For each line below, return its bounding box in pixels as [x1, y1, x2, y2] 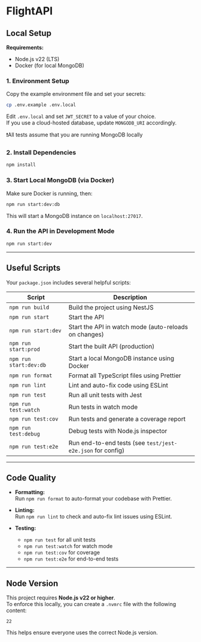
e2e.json [68, 447, 94, 454]
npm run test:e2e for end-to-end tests [23, 555, 118, 562]
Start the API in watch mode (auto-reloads [68, 322, 188, 331]
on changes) [68, 330, 104, 338]
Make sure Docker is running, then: [6, 190, 93, 197]
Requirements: [6, 44, 44, 51]
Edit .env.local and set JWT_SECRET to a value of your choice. [6, 113, 156, 120]
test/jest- [146, 440, 178, 447]
